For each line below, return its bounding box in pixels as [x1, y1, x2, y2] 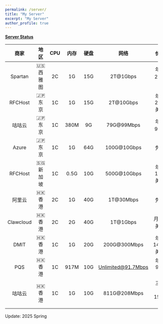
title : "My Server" [5, 12, 45, 17]
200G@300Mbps [103, 241, 144, 248]
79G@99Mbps [106, 122, 141, 129]
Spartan [10, 73, 29, 80]
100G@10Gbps [105, 144, 142, 151]
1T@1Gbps [110, 219, 137, 226]
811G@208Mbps [103, 290, 144, 297]
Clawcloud [7, 219, 32, 226]
